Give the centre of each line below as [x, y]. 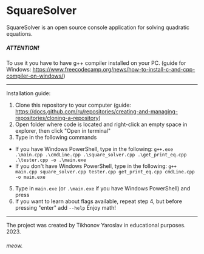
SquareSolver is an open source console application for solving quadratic [98, 27]
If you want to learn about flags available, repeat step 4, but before [99, 201]
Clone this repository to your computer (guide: [73, 105]
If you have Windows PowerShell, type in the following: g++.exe [94, 149]
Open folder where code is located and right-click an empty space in [101, 124]
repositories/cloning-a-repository [57, 118]
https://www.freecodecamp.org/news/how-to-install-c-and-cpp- [114, 69]
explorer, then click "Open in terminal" [63, 130]
